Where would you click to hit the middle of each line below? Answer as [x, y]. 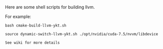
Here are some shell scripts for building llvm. [50, 7]
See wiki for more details [32, 43]
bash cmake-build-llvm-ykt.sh [36, 25]
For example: [18, 16]
